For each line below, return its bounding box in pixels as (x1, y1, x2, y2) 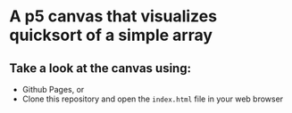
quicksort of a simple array (9, 25, 213, 45)
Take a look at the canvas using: (9, 61, 192, 76)
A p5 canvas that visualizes (9, 6, 217, 27)
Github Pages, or (21, 85, 85, 94)
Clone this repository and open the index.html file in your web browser (21, 93, 284, 104)
